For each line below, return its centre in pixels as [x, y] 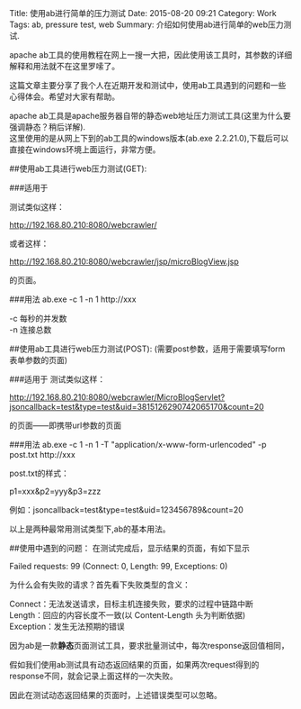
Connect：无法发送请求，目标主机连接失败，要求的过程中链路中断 [131, 604]
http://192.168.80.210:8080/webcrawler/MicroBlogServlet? [117, 397]
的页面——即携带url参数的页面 [66, 425]
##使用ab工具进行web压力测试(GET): [78, 168]
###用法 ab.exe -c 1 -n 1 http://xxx [73, 299]
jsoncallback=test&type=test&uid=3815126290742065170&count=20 [137, 407]
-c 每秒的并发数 [38, 318]
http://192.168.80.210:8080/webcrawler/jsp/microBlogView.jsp [124, 261]
